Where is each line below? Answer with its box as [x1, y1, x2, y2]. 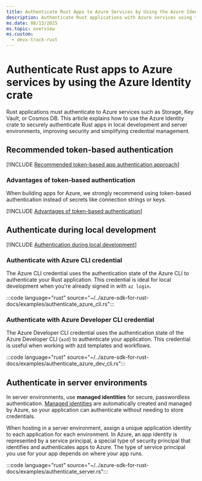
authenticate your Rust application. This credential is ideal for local [6, 276, 171, 284]
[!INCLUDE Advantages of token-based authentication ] [6, 208, 142, 215]
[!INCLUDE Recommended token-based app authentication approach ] [6, 161, 180, 168]
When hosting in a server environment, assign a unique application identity [6, 424, 192, 432]
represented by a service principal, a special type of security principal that [6, 437, 191, 444]
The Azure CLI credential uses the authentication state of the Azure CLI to [6, 270, 189, 277]
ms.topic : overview [6, 25, 55, 32]
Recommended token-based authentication [6, 145, 173, 155]
